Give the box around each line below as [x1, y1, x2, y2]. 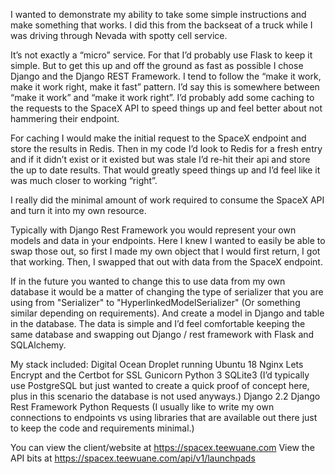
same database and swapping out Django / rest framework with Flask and [10, 329, 315, 340]
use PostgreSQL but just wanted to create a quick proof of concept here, [10, 380, 310, 391]
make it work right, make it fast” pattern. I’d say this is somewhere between [10, 81, 320, 93]
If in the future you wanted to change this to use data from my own [10, 275, 286, 287]
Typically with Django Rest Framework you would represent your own [10, 224, 297, 236]
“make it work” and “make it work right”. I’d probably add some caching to [10, 92, 315, 103]
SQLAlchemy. [10, 339, 67, 351]
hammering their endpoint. [10, 113, 120, 124]
